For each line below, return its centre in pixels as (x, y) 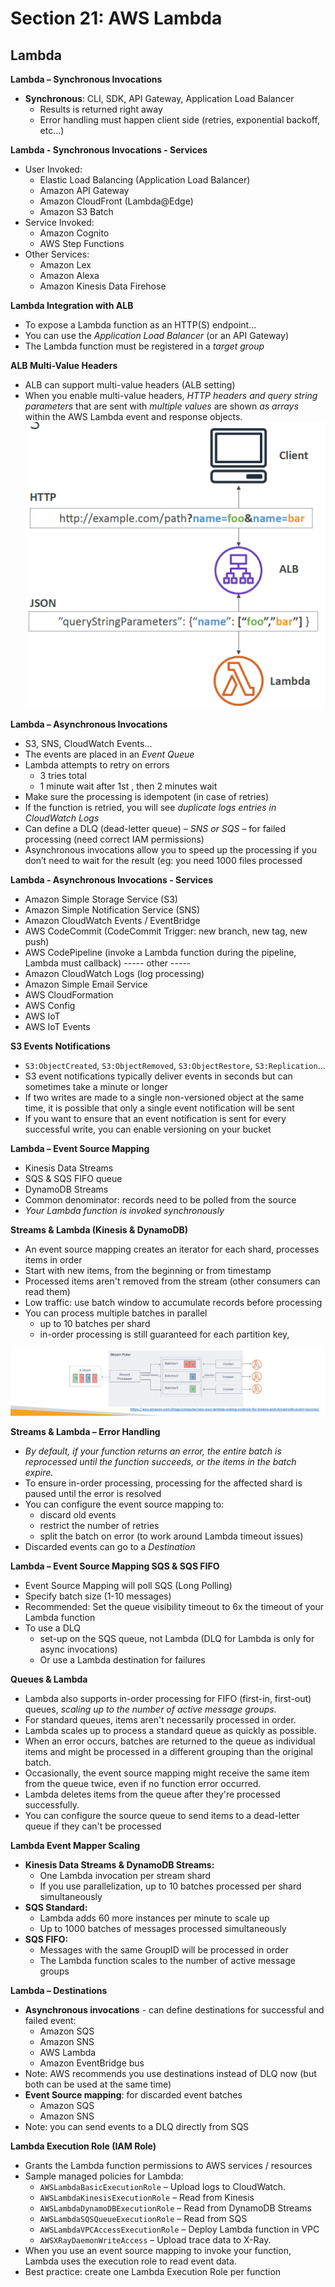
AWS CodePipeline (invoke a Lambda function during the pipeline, (160, 952)
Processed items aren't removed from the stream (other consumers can (172, 1281)
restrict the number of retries (99, 1526)
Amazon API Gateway (84, 190)
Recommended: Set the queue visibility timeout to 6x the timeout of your (174, 1607)
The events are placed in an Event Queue (109, 754)
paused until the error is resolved (93, 1494)
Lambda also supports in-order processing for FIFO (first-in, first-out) (168, 1699)
